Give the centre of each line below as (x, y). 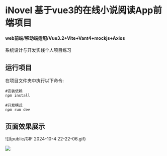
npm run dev (18, 110)
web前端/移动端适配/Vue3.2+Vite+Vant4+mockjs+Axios (65, 38)
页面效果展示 (25, 126)
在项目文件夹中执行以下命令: (35, 81)
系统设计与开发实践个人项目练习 (38, 50)
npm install (18, 96)
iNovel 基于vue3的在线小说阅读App (79, 10)
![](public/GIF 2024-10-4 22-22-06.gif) (46, 139)
